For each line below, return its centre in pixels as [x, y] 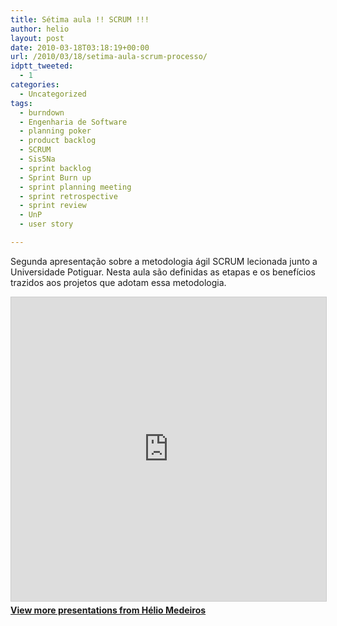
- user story [46, 224]
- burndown [42, 112]
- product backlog [58, 141]
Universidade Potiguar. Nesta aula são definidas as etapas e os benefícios [163, 272]
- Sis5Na [37, 159]
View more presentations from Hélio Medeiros [108, 610]
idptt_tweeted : [42, 66]
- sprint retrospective [68, 196]
